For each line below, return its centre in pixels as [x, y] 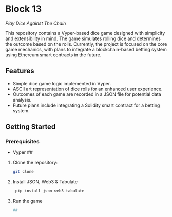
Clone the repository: [35, 163]
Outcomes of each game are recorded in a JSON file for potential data [87, 94]
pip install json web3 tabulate [50, 191]
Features [20, 71]
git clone [23, 172]
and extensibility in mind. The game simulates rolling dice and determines [83, 38]
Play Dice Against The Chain [36, 23]
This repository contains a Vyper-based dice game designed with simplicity [85, 33]
